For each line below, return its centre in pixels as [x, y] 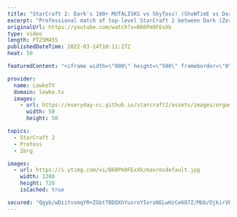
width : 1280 [37, 177]
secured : [20, 202]
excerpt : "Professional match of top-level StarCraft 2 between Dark [112, 20]
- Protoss [28, 144]
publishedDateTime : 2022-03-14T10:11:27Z [69, 47]
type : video [25, 34]
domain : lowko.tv [39, 92]
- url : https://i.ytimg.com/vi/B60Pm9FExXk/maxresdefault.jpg [107, 170]
